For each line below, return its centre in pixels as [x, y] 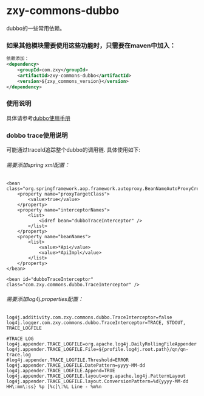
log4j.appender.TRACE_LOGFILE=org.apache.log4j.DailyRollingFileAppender [102, 344]
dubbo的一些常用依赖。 [36, 28]
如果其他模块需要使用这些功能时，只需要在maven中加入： [91, 45]
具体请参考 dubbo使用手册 [39, 118]
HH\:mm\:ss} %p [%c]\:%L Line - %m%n [54, 387]
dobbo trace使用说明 [37, 135]
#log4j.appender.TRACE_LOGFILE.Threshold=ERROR [68, 360]
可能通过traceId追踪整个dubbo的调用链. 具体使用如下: [73, 150]
